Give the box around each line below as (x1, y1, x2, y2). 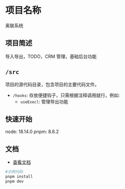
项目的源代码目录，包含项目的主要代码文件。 (5, 81, 99, 87)
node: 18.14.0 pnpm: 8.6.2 (5, 128, 59, 135)
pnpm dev (5, 179, 24, 184)
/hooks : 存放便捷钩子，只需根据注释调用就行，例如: (12, 92, 120, 98)
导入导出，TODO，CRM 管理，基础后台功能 (5, 53, 97, 59)
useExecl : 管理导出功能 (20, 98, 68, 104)
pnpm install (5, 174, 33, 179)
